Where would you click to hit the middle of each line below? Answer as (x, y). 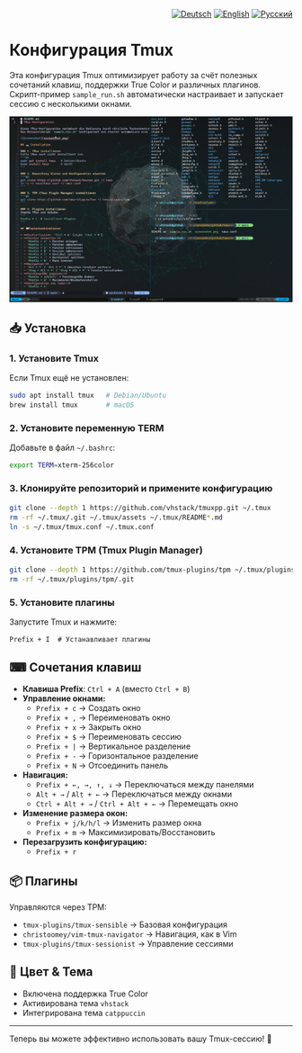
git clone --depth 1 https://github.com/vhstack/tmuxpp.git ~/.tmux (140, 508)
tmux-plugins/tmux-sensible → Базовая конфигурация (124, 925)
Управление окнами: (64, 698)
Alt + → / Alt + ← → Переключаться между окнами (134, 794)
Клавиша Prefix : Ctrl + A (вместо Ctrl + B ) (106, 689)
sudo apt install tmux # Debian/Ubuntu (88, 396)
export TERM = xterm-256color (62, 465)
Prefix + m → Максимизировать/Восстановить (125, 832)
